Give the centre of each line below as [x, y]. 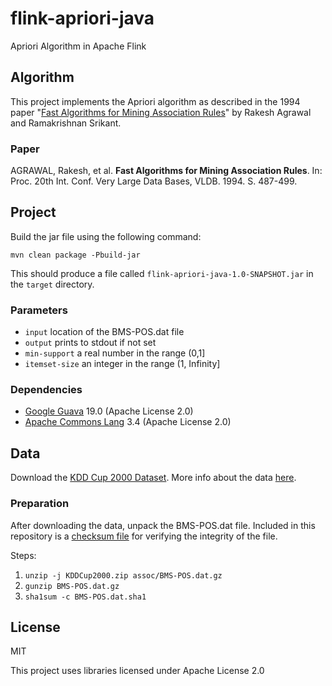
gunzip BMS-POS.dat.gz [72, 586]
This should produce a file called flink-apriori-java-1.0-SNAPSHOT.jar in [162, 273]
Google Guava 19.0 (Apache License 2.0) [109, 411]
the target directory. [52, 284]
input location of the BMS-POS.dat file [104, 332]
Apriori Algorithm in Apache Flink [78, 46]
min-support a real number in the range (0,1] [115, 353]
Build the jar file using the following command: [106, 236]
